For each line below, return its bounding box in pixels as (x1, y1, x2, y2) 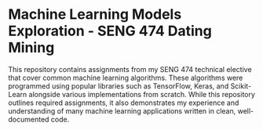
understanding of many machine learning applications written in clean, (8, 106, 236, 115)
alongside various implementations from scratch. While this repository (28, 89, 255, 99)
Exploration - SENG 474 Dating (8, 22, 212, 40)
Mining (8, 39, 55, 56)
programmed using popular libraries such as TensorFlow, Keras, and (8, 81, 229, 91)
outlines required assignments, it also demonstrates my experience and (8, 98, 239, 107)
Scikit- (230, 81, 252, 91)
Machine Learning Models (8, 5, 182, 23)
